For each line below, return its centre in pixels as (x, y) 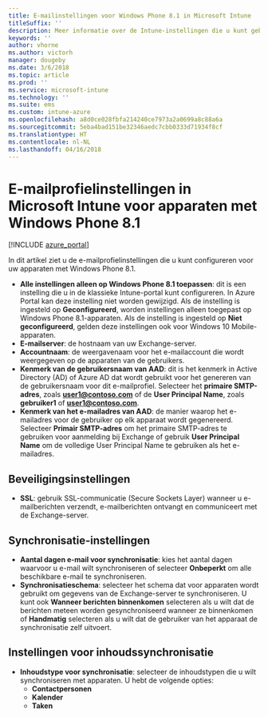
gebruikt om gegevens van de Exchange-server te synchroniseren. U (133, 593)
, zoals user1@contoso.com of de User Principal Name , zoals (142, 394)
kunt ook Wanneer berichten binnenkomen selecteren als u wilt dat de (137, 602)
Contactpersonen (62, 688)
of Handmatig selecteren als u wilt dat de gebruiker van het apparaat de (138, 619)
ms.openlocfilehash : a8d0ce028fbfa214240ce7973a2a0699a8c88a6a (116, 120)
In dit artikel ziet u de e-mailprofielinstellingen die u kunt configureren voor (131, 260)
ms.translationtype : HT (48, 134)
